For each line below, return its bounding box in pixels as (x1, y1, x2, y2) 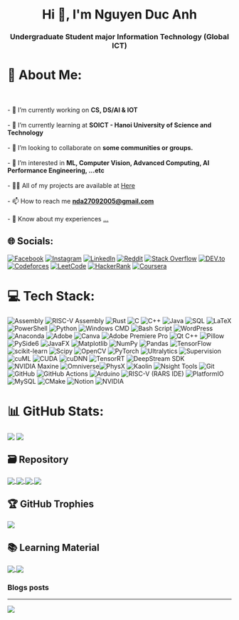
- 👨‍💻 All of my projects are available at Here (7, 182, 135, 190)
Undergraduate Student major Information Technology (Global (9, 32, 230, 42)
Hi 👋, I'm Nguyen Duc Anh (41, 6, 198, 23)
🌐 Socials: (7, 235, 54, 248)
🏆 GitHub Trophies (7, 498, 95, 510)
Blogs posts (7, 582, 50, 592)
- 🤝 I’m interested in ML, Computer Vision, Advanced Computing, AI (7, 159, 210, 167)
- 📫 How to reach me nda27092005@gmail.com (7, 197, 154, 206)
